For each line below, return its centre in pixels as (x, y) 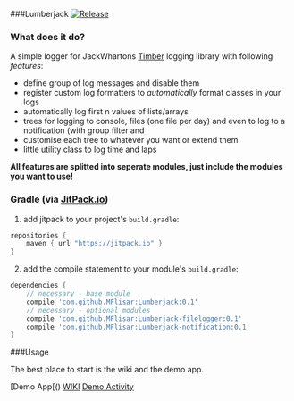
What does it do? (48, 37)
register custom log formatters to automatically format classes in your (152, 93)
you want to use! (42, 176)
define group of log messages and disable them (111, 83)
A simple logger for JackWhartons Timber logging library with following (142, 56)
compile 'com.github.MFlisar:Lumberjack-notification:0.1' (139, 327)
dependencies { (38, 286)
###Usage (30, 352)
